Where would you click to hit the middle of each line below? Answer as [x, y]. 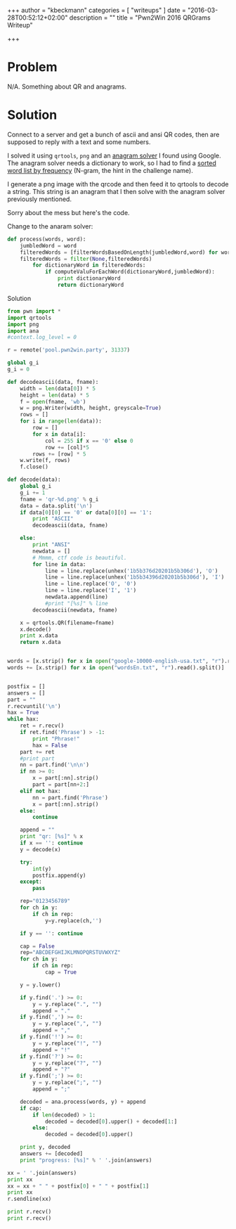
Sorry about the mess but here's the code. [68, 212]
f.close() [34, 467]
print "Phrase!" [56, 739]
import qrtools [29, 318]
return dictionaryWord [91, 285]
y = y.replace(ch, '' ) [73, 920]
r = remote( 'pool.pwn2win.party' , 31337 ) [69, 350]
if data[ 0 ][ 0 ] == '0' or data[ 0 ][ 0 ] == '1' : [86, 513]
